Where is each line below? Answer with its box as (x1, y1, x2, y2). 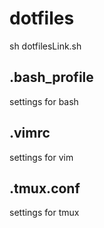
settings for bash (9, 95, 79, 107)
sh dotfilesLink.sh (9, 40, 82, 52)
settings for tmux (9, 207, 80, 219)
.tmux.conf (9, 180, 81, 197)
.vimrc (9, 125, 51, 142)
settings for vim (9, 151, 74, 163)
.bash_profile (9, 69, 94, 86)
